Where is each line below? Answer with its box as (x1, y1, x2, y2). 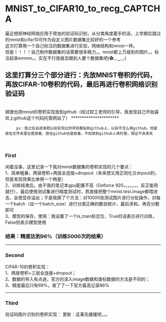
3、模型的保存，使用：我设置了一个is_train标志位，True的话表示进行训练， (5, 213, 157, 219)
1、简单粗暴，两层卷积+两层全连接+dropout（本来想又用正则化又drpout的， (5, 170, 159, 176)
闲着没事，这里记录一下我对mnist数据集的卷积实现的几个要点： (5, 164, 133, 170)
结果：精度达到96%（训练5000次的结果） (5, 233, 106, 240)
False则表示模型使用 (5, 219, 46, 225)
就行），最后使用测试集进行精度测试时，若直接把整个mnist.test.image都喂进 (5, 189, 158, 195)
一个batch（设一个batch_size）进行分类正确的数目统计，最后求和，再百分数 (5, 201, 160, 207)
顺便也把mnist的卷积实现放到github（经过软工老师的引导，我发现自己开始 (5, 109, 155, 115)
